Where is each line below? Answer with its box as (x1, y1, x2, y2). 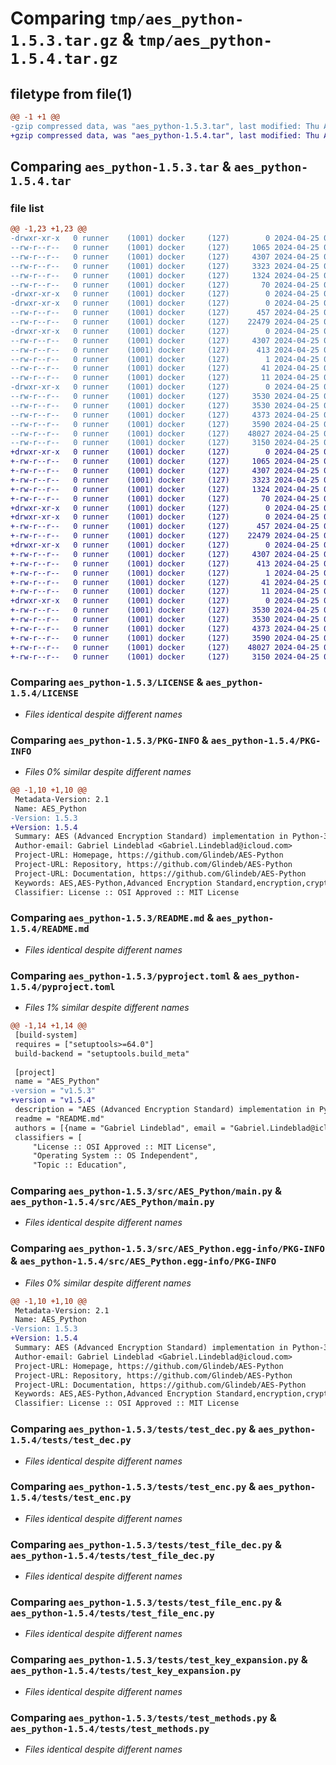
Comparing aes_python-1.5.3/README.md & (10, 911, 215, 925)
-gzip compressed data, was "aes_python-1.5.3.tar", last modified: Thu (10, 121, 320, 131)
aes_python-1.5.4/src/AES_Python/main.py (10, 1197, 215, 1208)
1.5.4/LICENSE (10, 688, 79, 699)
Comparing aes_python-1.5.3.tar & (10, 158, 232, 176)
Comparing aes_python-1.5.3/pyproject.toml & (10, 968, 241, 982)
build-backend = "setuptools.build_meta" (14, 1048, 190, 1059)
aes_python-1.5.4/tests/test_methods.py (10, 1723, 210, 1734)
